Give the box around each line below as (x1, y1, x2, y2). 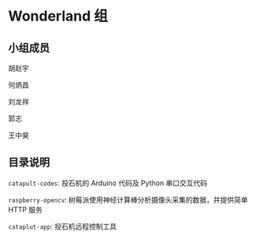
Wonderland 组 (8, 7, 108, 25)
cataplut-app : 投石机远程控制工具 (8, 222, 117, 231)
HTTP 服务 (8, 204, 43, 214)
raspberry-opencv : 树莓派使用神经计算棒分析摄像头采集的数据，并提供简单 (8, 195, 248, 204)
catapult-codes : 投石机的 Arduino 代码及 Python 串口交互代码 (8, 178, 208, 188)
